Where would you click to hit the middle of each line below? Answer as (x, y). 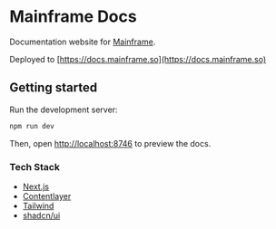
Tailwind (38, 205)
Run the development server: (64, 110)
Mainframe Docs (74, 17)
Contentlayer (47, 196)
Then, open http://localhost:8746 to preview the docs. (110, 143)
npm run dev (32, 126)
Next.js (36, 186)
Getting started (54, 88)
